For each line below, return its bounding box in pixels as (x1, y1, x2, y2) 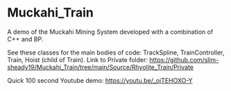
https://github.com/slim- (148, 55, 219, 63)
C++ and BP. (7, 34, 44, 43)
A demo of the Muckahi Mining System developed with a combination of (7, 28, 214, 36)
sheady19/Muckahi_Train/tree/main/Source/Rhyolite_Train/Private (7, 63, 194, 71)
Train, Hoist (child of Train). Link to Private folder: (7, 55, 148, 63)
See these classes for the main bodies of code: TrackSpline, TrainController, (7, 48, 225, 57)
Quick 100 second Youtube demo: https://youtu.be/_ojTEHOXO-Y (7, 76, 193, 84)
